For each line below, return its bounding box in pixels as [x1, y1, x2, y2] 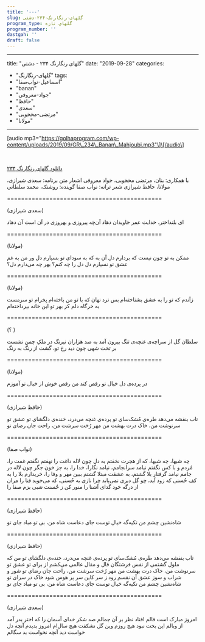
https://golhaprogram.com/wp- [41, 135, 120, 142]
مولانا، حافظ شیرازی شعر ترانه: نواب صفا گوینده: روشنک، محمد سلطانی [7, 183, 170, 190]
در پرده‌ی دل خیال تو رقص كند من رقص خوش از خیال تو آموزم [7, 380, 148, 387]
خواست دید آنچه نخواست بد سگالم [7, 629, 85, 635]
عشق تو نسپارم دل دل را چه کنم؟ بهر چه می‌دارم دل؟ [7, 261, 128, 267]
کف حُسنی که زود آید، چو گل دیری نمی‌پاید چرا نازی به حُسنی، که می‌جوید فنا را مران [7, 477, 197, 484]
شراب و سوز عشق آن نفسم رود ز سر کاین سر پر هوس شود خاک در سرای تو [7, 574, 182, 580]
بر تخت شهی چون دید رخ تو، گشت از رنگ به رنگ [7, 344, 117, 352]
